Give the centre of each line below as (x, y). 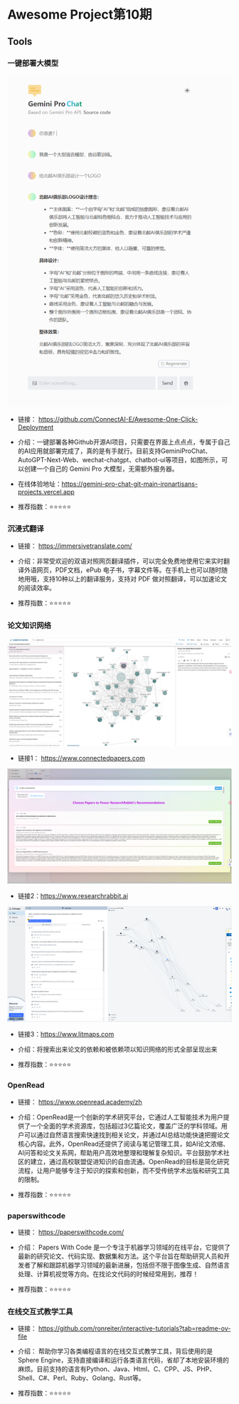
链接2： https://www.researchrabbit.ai (73, 896)
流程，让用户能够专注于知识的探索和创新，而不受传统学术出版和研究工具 (123, 1170)
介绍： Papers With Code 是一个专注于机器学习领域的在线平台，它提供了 (124, 1247)
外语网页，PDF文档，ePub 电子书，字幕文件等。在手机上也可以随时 (123, 570)
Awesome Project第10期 (80, 15)
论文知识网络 (30, 625)
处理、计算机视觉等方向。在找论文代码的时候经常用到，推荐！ (108, 1274)
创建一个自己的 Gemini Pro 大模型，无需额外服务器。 (101, 469)
